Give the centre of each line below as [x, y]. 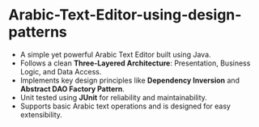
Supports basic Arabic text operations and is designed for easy [125, 106]
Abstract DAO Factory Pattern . [72, 89]
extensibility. [41, 114]
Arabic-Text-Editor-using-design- [125, 15]
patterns [38, 32]
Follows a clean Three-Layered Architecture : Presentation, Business [135, 63]
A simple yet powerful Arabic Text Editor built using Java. [116, 54]
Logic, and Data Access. [61, 71]
